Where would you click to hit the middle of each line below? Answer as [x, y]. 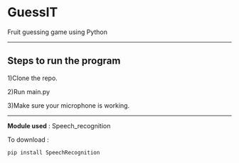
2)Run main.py [29, 91]
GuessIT [33, 12]
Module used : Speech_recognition [59, 125]
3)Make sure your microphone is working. [69, 105]
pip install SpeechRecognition [54, 152]
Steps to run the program [64, 61]
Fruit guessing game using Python [58, 32]
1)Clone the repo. [33, 78]
